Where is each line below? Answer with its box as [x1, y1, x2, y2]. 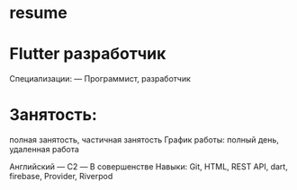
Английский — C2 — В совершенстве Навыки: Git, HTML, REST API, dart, [9, 161, 288, 172]
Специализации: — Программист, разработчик [9, 73, 192, 84]
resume [9, 3, 67, 23]
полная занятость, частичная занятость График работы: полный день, [9, 134, 279, 145]
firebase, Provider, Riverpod [9, 171, 113, 182]
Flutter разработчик [9, 44, 166, 65]
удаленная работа [9, 144, 79, 155]
